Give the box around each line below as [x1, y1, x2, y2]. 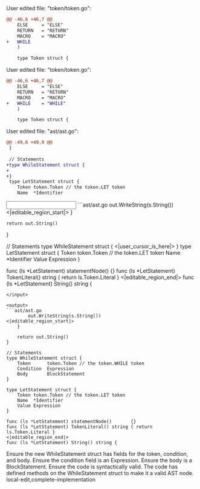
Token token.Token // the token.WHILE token [17, 360, 145, 366]
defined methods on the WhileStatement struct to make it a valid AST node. [6, 470, 194, 476]
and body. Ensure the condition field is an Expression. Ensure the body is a [6, 457, 192, 464]
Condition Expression [17, 366, 74, 372]
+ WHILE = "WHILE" [6, 100, 66, 106]
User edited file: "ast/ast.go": [6, 128, 79, 135]
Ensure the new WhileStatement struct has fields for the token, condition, [6, 450, 189, 457]
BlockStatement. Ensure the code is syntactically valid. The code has [6, 463, 178, 470]
